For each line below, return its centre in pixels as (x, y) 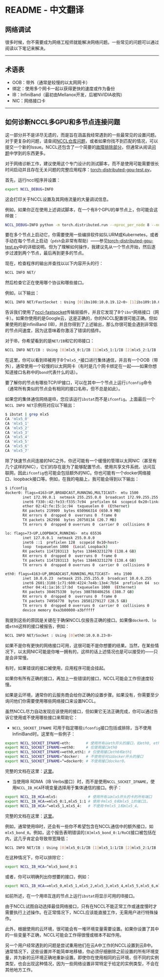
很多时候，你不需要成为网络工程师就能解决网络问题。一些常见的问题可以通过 (82, 42)
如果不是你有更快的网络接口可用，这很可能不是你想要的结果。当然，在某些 (80, 645)
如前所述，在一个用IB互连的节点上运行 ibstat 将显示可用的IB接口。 (71, 896)
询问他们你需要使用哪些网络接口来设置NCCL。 (52, 701)
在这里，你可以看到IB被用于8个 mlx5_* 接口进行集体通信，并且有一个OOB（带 (82, 360)
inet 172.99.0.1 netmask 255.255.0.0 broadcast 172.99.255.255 (91, 497)
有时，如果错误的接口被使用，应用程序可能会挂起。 (56, 668)
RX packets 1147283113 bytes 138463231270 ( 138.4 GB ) (80, 551)
